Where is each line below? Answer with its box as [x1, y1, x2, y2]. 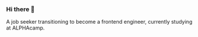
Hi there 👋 [6, 5, 35, 13]
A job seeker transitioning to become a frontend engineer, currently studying [6, 18, 193, 25]
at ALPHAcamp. [6, 24, 45, 31]
